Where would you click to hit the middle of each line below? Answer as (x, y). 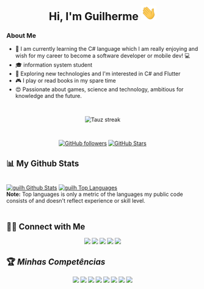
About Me (21, 36)
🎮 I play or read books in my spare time (65, 81)
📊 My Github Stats (43, 163)
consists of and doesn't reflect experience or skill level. (76, 201)
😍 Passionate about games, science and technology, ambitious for (99, 89)
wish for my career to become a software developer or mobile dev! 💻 (103, 56)
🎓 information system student (54, 65)
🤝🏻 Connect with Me (46, 226)
